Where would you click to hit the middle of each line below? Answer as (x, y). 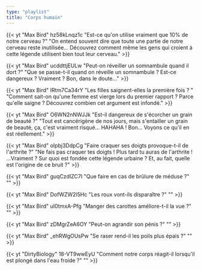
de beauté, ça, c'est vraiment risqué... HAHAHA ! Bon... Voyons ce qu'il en (98, 127)
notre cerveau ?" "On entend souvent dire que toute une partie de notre (95, 41)
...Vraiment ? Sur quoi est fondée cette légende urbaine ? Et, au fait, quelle (98, 158)
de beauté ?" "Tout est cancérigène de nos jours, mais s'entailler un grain (97, 121)
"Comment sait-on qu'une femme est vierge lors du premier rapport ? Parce (100, 96)
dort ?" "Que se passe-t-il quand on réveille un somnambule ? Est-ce (91, 72)
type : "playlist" (28, 12)
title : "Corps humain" (34, 17)
